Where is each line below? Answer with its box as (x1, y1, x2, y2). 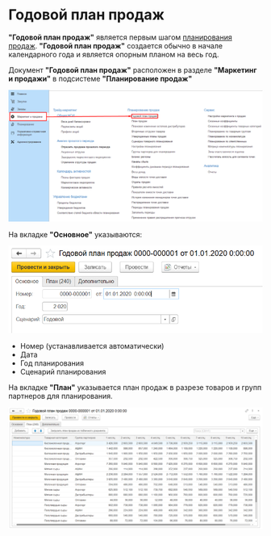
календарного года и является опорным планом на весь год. (8, 49, 219, 59)
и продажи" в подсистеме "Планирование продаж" (8, 73, 193, 83)
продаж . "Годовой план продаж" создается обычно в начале (8, 40, 223, 50)
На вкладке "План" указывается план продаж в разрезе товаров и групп (8, 382, 262, 392)
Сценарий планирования (19, 366, 106, 376)
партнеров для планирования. (8, 391, 113, 400)
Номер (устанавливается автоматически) (19, 341, 165, 350)
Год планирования (19, 358, 85, 368)
